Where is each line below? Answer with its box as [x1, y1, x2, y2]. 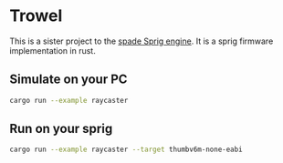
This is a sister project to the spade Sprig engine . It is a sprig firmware [9, 36, 274, 46]
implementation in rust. [9, 45, 96, 56]
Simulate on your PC [9, 72, 128, 87]
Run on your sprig [9, 121, 113, 137]
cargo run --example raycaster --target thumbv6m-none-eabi [9, 145, 244, 155]
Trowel [9, 5, 63, 26]
